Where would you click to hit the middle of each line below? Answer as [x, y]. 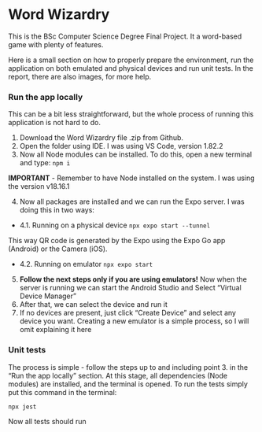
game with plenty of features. [56, 44]
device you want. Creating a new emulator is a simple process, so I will [134, 321]
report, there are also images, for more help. [80, 76]
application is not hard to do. [54, 123]
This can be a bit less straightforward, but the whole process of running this [131, 114]
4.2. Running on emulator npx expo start [86, 264]
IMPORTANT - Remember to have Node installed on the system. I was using [131, 178]
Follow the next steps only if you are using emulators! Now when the [133, 279]
